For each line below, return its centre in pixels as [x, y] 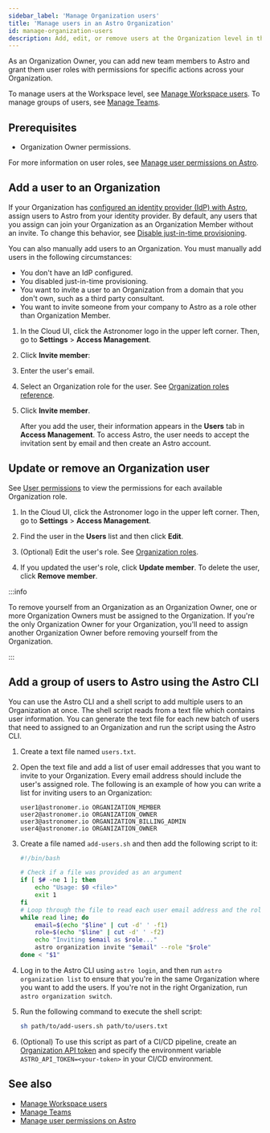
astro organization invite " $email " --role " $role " [123, 948]
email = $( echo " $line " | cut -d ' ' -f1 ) [102, 925]
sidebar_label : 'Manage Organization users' [84, 16]
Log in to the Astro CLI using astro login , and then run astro [121, 970]
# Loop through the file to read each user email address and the [133, 910]
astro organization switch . [66, 995]
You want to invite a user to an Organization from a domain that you [131, 290]
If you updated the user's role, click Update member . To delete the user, [139, 567]
